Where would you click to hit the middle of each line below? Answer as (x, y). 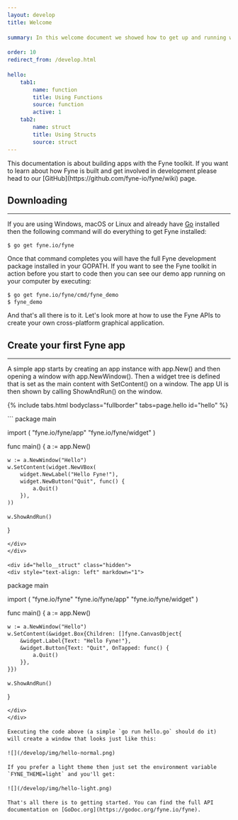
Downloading (37, 200)
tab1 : (28, 82)
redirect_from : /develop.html (52, 60)
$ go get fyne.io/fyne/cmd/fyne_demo (63, 295)
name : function (55, 90)
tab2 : (28, 120)
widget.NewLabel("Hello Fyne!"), (69, 475)
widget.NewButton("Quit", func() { (73, 482)
